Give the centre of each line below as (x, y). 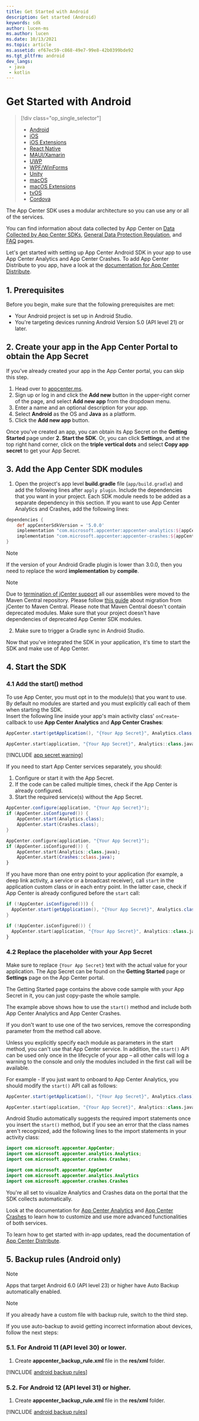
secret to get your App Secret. (44, 450)
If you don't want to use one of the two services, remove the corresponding (98, 1024)
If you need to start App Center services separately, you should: (84, 767)
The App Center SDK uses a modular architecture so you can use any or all (98, 211)
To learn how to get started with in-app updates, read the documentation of (98, 1234)
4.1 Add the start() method (44, 684)
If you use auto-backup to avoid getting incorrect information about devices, (99, 1326)
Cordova (40, 199)
